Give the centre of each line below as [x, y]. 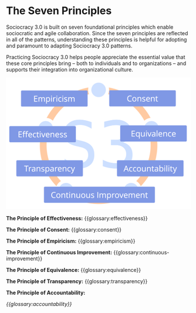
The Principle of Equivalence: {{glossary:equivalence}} [74, 270]
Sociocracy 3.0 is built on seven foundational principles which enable [90, 27]
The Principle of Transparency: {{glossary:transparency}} [77, 281]
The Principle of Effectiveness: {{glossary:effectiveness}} [77, 218]
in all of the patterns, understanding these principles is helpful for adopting [97, 39]
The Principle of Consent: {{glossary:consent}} [64, 229]
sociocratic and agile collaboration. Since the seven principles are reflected [97, 33]
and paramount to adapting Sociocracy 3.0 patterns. [70, 46]
